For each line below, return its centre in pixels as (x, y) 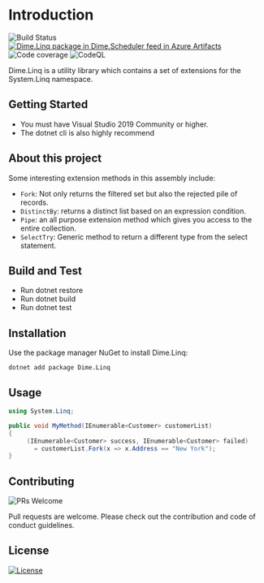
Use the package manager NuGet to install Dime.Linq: (98, 353)
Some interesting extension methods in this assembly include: (112, 178)
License (29, 551)
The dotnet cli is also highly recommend (87, 132)
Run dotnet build (48, 299)
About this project (55, 159)
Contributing (41, 481)
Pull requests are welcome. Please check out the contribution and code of (132, 516)
